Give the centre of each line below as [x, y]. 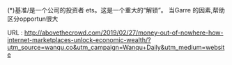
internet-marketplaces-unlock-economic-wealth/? [79, 40]
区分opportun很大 [33, 19]
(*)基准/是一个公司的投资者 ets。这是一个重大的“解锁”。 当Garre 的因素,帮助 [116, 10]
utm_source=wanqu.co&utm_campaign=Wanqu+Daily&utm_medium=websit [116, 47]
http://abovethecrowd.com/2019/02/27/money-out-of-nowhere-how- [124, 32]
